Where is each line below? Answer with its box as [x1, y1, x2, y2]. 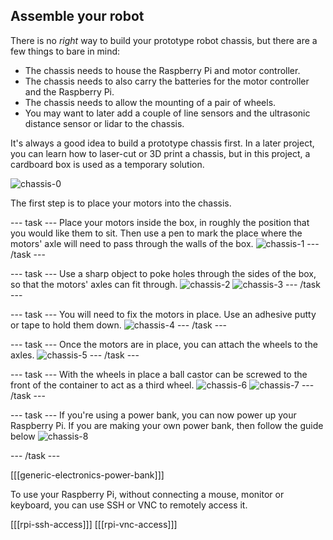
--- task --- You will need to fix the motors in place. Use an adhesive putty [10, 308, 317, 320]
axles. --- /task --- [10, 349, 140, 361]
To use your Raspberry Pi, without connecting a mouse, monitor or [10, 488, 285, 500]
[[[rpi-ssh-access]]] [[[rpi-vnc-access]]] [10, 518, 178, 530]
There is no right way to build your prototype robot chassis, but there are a [10, 34, 318, 46]
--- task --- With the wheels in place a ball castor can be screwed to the [10, 368, 308, 380]
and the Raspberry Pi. [24, 85, 115, 98]
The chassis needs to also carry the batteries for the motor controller [24, 75, 310, 87]
